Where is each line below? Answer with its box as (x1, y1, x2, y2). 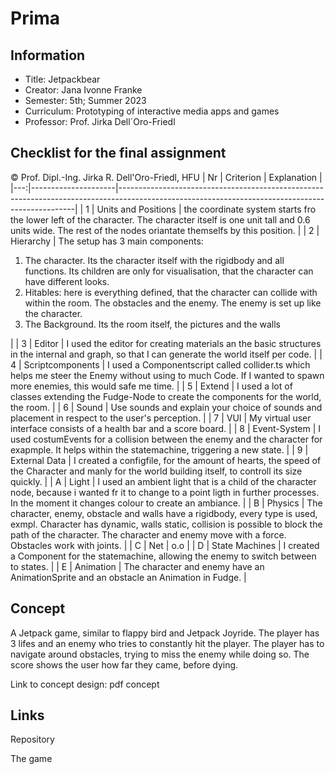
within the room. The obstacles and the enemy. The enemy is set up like (24, 297, 322, 309)
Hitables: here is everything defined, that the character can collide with (24, 286, 318, 298)
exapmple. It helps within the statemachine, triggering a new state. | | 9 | (10, 443, 309, 456)
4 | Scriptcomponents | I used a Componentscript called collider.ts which (10, 358, 311, 371)
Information (10, 47, 86, 64)
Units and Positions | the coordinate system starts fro (96, 203, 317, 215)
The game (10, 753, 53, 765)
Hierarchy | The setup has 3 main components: (10, 235, 204, 247)
